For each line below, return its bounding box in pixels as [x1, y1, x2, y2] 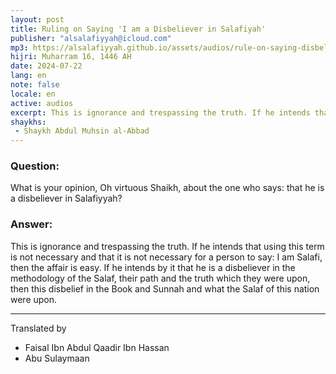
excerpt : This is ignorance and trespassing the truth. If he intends [10, 107, 311, 118]
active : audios [10, 98, 74, 108]
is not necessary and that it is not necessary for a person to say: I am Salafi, [10, 251, 323, 263]
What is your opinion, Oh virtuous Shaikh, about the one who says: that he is [10, 182, 325, 194]
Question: [10, 159, 60, 173]
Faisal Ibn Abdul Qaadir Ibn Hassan [24, 341, 170, 353]
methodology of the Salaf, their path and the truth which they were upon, [10, 272, 311, 284]
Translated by [10, 322, 67, 334]
